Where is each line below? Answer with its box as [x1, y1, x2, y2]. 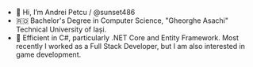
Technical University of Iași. [15, 24, 107, 34]
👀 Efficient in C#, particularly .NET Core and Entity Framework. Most [15, 33, 240, 43]
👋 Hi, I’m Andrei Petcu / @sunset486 [15, 8, 136, 17]
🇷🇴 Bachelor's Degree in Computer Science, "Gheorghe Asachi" [15, 16, 228, 25]
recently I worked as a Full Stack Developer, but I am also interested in [15, 42, 246, 50]
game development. [15, 50, 82, 59]
